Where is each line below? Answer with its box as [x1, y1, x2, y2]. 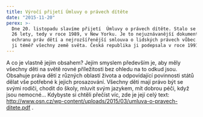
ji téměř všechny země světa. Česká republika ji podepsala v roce [11, 43, 185, 49]
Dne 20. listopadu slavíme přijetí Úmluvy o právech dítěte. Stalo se [11, 25, 196, 32]
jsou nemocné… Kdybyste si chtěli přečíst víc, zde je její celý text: [6, 91, 170, 98]
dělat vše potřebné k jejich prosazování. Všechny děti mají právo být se [6, 78, 183, 85]
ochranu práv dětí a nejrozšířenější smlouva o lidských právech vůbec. [11, 37, 199, 43]
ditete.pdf [6, 104, 31, 111]
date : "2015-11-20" [6, 14, 56, 21]
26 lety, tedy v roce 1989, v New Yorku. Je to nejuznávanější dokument [11, 31, 199, 37]
